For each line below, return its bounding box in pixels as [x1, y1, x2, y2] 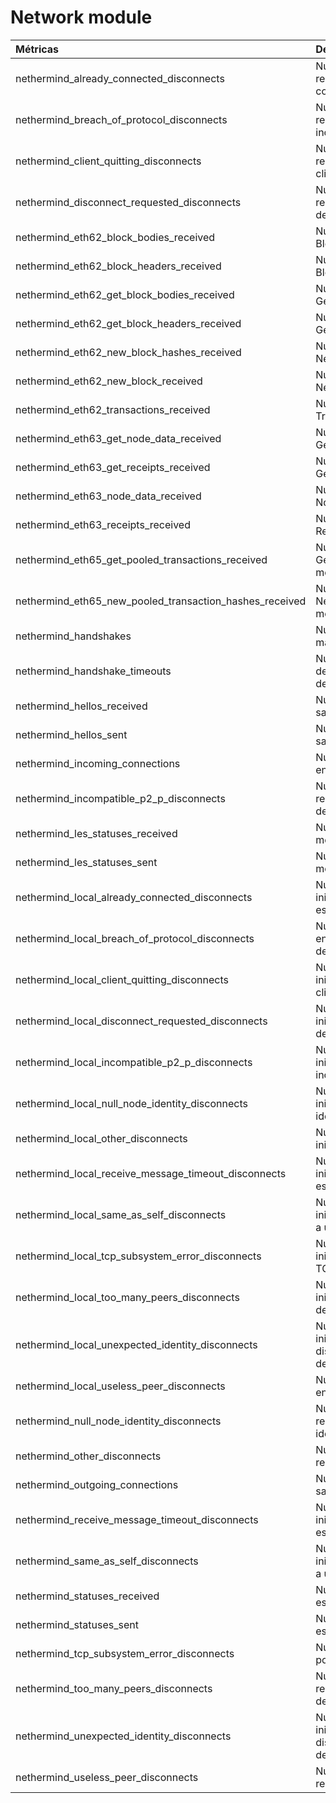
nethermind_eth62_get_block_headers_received [15, 316, 242, 330]
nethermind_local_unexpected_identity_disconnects [15, 1337, 258, 1351]
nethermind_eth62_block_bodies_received [15, 230, 216, 244]
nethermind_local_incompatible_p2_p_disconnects [15, 1055, 253, 1069]
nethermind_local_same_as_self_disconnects [15, 1207, 227, 1221]
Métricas [15, 42, 60, 56]
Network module [10, 6, 153, 29]
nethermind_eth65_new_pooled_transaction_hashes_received [15, 594, 307, 608]
